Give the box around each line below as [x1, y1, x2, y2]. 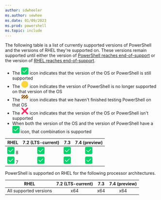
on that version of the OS [12, 89, 63, 95]
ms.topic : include [5, 28, 42, 33]
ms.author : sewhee [5, 13, 42, 18]
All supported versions [7, 188, 52, 194]
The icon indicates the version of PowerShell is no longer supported [12, 83, 157, 89]
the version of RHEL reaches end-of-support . [5, 58, 96, 64]
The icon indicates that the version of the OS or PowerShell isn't [12, 110, 149, 116]
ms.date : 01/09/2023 [5, 18, 47, 23]
